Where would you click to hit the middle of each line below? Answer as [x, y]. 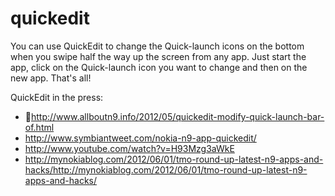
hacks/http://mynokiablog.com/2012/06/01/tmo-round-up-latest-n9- [166, 169]
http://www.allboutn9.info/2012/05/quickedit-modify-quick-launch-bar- [177, 116]
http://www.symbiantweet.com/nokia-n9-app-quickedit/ [140, 138]
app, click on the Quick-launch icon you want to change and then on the [159, 67]
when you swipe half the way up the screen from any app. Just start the [158, 56]
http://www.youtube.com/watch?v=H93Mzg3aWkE [129, 148]
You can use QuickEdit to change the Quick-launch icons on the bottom [157, 46]
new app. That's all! [51, 78]
